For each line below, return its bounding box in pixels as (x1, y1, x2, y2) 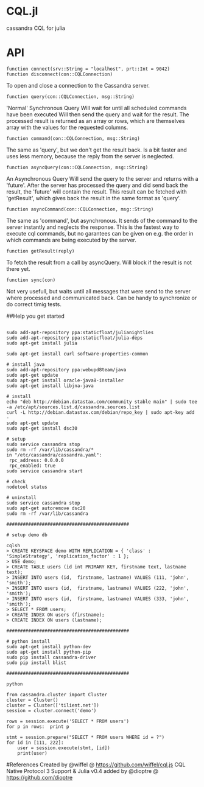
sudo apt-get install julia (6, 340, 78, 346)
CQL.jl (6, 4, 38, 18)
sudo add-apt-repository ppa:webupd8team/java (6, 366, 127, 373)
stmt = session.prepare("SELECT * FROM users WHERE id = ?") (6, 734, 165, 740)
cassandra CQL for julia (6, 24, 66, 32)
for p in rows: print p (6, 723, 69, 730)
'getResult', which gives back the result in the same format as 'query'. (6, 194, 181, 201)
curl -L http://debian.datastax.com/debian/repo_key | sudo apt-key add (6, 409, 195, 415)
